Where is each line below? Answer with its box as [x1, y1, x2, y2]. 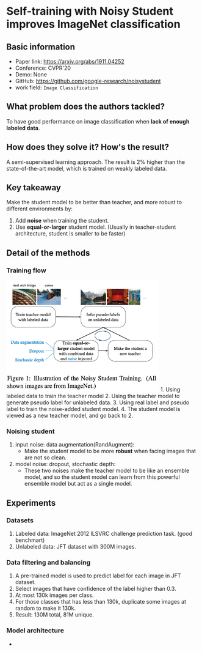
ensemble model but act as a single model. [24, 480, 132, 487]
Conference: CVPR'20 [15, 64, 71, 72]
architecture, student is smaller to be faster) [15, 230, 126, 237]
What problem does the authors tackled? [6, 102, 165, 112]
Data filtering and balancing [6, 558, 91, 566]
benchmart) [15, 536, 45, 544]
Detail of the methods [6, 248, 90, 258]
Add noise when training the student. [15, 217, 109, 224]
